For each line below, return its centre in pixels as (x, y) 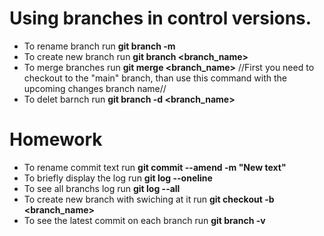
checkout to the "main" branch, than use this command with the (155, 78)
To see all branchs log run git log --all (102, 188)
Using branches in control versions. (160, 18)
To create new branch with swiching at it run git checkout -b (149, 199)
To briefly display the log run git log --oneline (118, 178)
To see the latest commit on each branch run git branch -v (144, 220)
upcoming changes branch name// (95, 88)
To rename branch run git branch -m (99, 46)
